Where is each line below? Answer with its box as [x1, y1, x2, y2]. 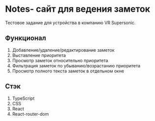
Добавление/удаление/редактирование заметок [12, 47, 115, 53]
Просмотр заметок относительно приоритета [12, 58, 108, 63]
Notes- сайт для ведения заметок [5, 3, 151, 15]
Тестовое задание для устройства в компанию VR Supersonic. [5, 20, 136, 26]
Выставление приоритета [12, 52, 66, 58]
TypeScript [12, 95, 35, 101]
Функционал [5, 34, 47, 42]
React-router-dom [12, 111, 49, 117]
